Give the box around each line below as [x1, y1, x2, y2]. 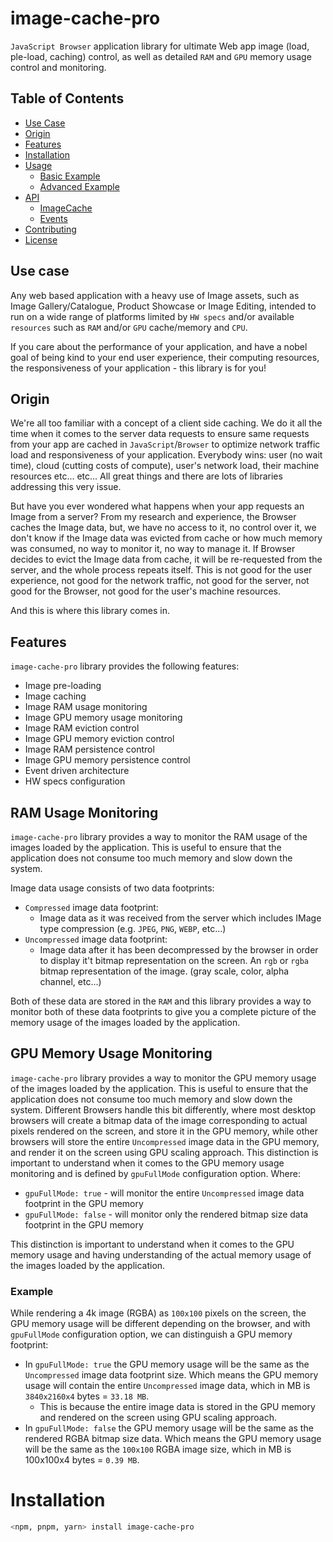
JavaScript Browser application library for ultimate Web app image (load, [10, 40, 310, 52]
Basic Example [39, 170, 101, 182]
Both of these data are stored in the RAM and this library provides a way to [10, 995, 312, 1007]
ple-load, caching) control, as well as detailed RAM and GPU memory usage [10, 50, 312, 62]
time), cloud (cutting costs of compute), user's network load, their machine [10, 460, 320, 472]
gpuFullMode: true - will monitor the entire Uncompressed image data [24, 1187, 305, 1199]
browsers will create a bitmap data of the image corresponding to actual [10, 1114, 308, 1126]
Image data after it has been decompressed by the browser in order [39, 944, 319, 956]
